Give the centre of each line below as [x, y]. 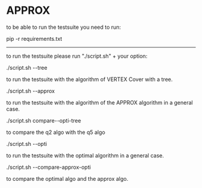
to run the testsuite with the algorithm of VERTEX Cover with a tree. [90, 79]
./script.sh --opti [26, 144]
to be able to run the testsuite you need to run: [64, 27]
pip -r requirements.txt [34, 38]
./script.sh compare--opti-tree [44, 120]
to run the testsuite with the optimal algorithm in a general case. [85, 155]
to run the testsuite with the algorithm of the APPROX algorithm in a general [100, 102]
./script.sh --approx [31, 91]
